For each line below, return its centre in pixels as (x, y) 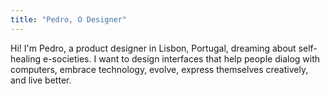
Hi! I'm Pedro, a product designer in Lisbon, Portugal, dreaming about (153, 48)
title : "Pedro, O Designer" (69, 19)
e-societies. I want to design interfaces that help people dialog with (182, 58)
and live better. (41, 80)
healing (26, 58)
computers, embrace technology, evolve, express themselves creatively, (159, 69)
